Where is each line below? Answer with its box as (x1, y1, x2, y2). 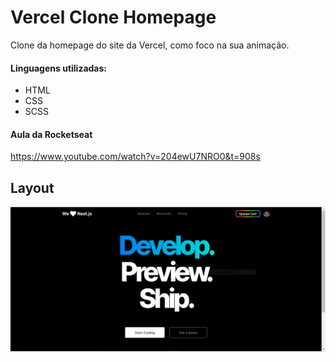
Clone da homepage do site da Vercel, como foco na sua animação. (10, 39, 290, 51)
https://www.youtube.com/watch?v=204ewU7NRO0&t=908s (10, 151, 261, 163)
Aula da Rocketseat (10, 128, 93, 140)
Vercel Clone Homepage (10, 6, 217, 29)
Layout (10, 179, 55, 196)
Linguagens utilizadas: (10, 62, 108, 74)
